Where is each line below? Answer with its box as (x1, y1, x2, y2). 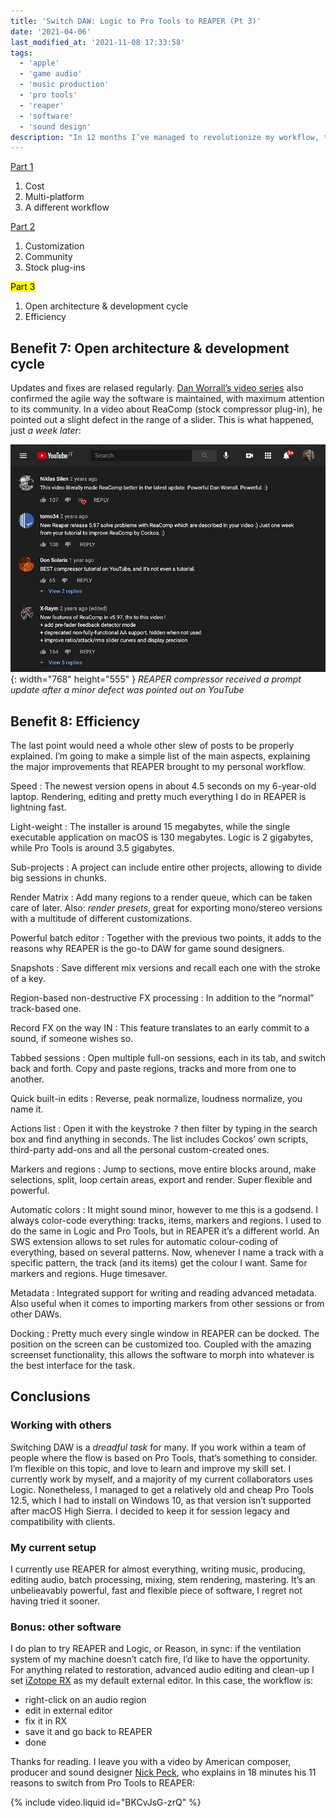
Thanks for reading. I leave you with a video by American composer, (10, 1756, 292, 1768)
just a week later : (10, 425, 82, 437)
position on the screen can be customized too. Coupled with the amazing (10, 1338, 312, 1350)
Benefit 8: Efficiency (10, 713, 141, 730)
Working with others (10, 1418, 112, 1432)
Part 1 (10, 161, 34, 173)
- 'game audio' (19, 69, 83, 79)
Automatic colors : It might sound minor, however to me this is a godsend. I (10, 1204, 318, 1216)
